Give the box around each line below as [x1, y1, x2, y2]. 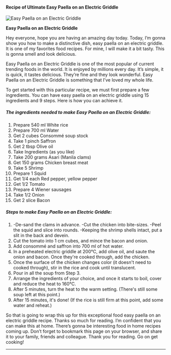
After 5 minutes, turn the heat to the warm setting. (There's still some [13, 286, 158, 292]
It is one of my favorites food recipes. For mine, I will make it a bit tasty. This [6, 46, 164, 52]
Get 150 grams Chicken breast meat [13, 160, 88, 166]
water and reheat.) [13, 302, 52, 308]
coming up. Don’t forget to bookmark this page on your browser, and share [6, 328, 162, 334]
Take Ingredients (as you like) [13, 149, 75, 155]
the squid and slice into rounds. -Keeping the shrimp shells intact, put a [13, 227, 162, 233]
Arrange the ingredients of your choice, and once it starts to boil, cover [13, 275, 162, 282]
